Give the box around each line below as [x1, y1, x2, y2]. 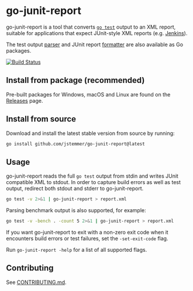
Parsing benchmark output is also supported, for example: [6, 207, 146, 214]
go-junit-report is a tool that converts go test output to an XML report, [6, 23, 176, 30]
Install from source [6, 114, 77, 124]
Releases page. [6, 97, 43, 104]
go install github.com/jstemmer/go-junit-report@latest [6, 141, 145, 147]
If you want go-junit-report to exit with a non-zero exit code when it [6, 229, 168, 235]
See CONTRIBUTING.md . [6, 279, 67, 286]
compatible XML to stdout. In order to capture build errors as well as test [6, 179, 181, 186]
